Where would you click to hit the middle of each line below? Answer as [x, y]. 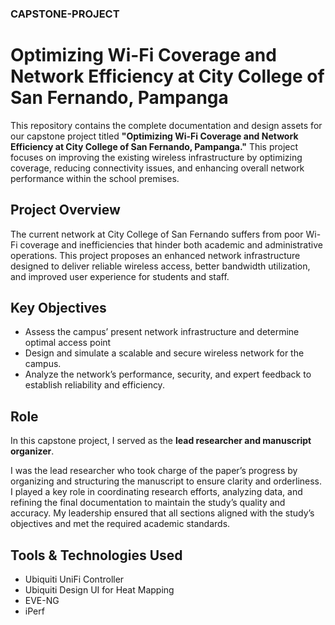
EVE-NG [42, 601]
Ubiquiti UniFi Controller [74, 579]
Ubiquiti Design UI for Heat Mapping [99, 590]
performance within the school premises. [95, 178]
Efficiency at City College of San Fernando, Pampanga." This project [154, 146]
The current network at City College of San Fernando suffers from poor [157, 234]
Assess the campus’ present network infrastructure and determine [162, 332]
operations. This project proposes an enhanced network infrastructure [155, 255]
